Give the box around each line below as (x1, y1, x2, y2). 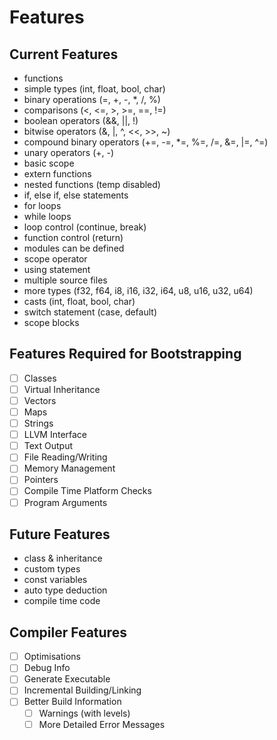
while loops (23, 211, 72, 222)
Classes (23, 372, 57, 384)
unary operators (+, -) (23, 147, 115, 158)
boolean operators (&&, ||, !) (23, 115, 139, 126)
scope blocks (23, 317, 80, 328)
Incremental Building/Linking (23, 684, 142, 696)
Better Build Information (23, 696, 122, 708)
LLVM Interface (23, 429, 88, 441)
